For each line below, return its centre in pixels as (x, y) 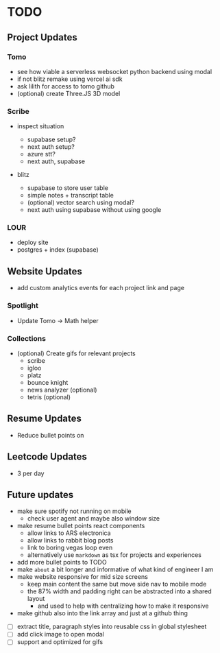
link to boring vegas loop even (70, 548)
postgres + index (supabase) (58, 250)
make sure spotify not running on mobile (74, 511)
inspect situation (40, 126)
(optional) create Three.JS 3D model (69, 93)
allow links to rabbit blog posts (70, 541)
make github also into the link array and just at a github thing (102, 613)
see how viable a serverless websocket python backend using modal (114, 71)
